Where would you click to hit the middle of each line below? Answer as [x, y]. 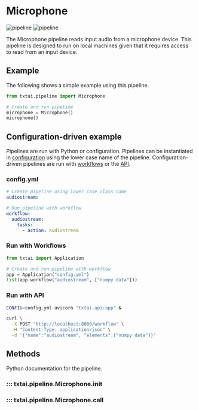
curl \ [14, 318]
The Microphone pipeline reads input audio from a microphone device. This [99, 39]
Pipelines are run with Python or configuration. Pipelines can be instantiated [99, 151]
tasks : [25, 225]
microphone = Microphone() [40, 113]
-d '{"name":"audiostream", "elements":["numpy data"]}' [84, 335]
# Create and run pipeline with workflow [59, 269]
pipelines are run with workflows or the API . [77, 164]
